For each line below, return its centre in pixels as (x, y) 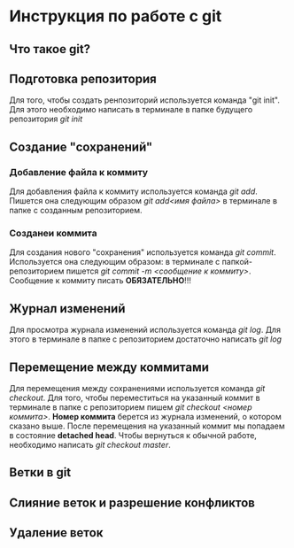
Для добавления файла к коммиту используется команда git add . (134, 191)
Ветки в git (40, 472)
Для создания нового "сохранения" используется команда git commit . (143, 252)
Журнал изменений (67, 309)
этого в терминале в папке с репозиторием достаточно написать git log (145, 339)
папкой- (237, 262)
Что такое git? (50, 49)
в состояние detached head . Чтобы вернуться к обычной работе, (133, 435)
